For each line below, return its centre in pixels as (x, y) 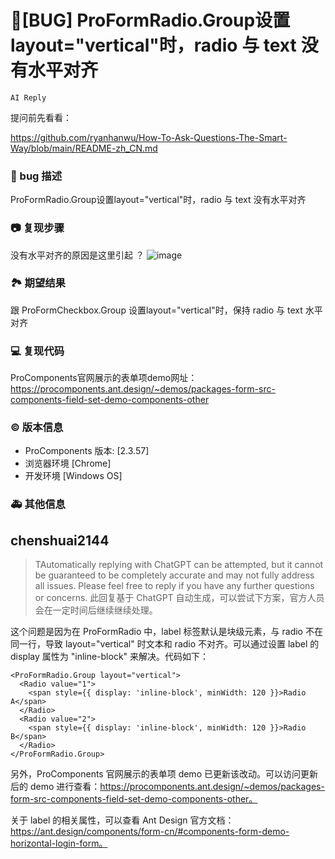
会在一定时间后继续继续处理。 (96, 610)
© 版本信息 (37, 428)
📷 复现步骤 (37, 228)
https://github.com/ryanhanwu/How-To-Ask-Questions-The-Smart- (149, 137)
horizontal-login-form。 (59, 843)
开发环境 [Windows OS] (73, 476)
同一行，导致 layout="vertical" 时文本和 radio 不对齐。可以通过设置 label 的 (165, 644)
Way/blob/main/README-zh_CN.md (84, 148)
